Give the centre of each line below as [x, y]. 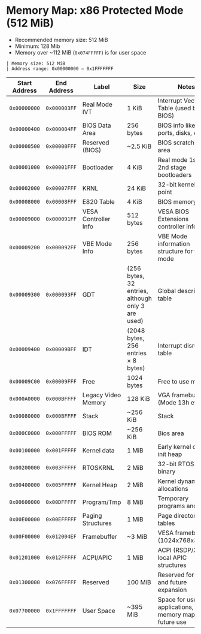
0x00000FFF [61, 146]
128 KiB [138, 398]
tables [166, 523]
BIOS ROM [97, 433]
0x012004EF [61, 536]
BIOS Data [97, 125]
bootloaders [175, 174]
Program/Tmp [102, 502]
